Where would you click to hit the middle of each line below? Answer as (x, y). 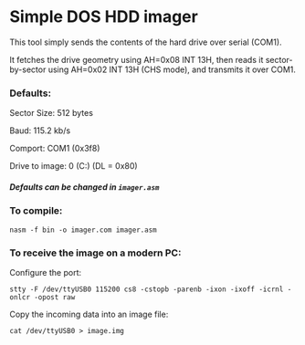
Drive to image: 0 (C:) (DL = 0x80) (74, 166)
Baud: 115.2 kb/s (40, 131)
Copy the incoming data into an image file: (89, 314)
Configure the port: (46, 272)
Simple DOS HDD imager (104, 17)
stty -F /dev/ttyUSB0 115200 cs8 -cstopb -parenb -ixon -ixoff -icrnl (147, 289)
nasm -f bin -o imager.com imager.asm (83, 230)
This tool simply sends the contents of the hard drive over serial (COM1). (146, 42)
